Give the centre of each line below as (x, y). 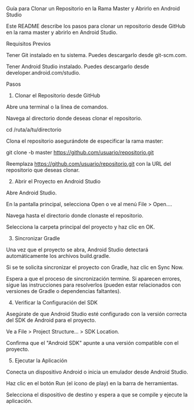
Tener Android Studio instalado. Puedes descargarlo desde (78, 66)
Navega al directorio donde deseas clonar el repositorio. (74, 118)
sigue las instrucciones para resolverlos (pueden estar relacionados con (93, 285)
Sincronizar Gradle (37, 238)
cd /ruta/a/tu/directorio (34, 130)
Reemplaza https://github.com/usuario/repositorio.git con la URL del (89, 164)
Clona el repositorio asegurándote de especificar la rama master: (85, 141)
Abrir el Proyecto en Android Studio (58, 181)
